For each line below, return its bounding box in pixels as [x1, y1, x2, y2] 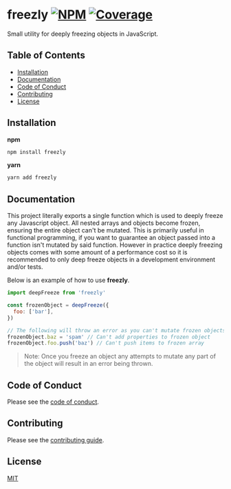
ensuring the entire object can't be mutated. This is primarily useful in [7, 226, 204, 235]
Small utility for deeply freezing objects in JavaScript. [7, 30, 159, 38]
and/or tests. [7, 263, 43, 271]
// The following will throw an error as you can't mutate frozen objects [7, 327, 226, 334]
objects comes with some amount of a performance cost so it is [7, 248, 188, 257]
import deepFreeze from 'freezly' [7, 290, 107, 296]
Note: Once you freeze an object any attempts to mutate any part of [23, 352, 217, 360]
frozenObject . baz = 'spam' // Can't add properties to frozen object [7, 334, 211, 340]
